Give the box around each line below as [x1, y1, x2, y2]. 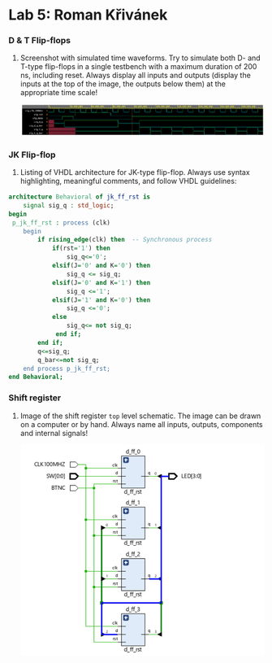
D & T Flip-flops [8, 35, 71, 46]
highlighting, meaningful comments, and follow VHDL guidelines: [19, 177, 237, 186]
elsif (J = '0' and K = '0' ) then [51, 262, 151, 270]
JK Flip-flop [8, 149, 56, 160]
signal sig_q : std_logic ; [23, 201, 114, 209]
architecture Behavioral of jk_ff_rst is [8, 193, 151, 201]
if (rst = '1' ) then [51, 244, 111, 253]
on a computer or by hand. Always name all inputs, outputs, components [19, 419, 263, 429]
